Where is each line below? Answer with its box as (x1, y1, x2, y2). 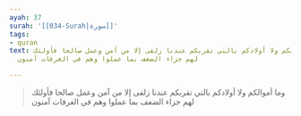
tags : (9, 29, 30, 38)
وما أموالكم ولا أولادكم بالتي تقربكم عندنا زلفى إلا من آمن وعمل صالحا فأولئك (30, 87, 286, 97)
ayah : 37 (9, 12, 42, 22)
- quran (9, 37, 39, 47)
